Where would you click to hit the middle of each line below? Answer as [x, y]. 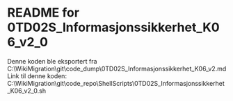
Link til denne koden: [37, 76]
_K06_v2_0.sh [27, 91]
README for [43, 13]
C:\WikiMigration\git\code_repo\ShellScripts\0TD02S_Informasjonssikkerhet [116, 83]
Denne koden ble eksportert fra [52, 61]
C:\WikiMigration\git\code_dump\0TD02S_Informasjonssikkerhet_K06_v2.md [117, 68]
